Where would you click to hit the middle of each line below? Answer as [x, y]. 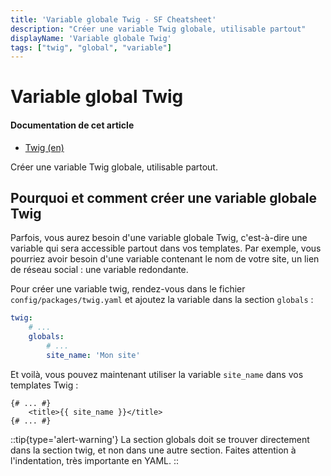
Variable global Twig [97, 97]
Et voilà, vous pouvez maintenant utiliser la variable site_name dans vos [157, 374]
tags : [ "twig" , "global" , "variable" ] [91, 47]
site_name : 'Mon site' [93, 355]
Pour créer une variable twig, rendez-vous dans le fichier [128, 289]
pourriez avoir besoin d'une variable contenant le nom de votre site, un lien [165, 259]
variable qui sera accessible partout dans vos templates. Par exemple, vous [166, 248]
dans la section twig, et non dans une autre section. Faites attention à [153, 450]
